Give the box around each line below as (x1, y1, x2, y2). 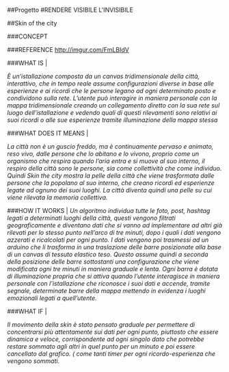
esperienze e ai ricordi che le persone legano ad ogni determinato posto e (7, 87, 217, 95)
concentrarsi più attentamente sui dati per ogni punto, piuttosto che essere (7, 328, 219, 336)
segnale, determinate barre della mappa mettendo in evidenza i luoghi (7, 287, 206, 295)
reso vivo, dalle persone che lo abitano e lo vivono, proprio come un (7, 150, 200, 158)
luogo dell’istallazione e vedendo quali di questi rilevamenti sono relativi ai (7, 109, 217, 116)
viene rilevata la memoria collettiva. (7, 193, 108, 201)
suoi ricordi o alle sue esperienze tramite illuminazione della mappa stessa (7, 116, 218, 124)
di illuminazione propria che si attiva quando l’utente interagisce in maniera (7, 272, 220, 280)
